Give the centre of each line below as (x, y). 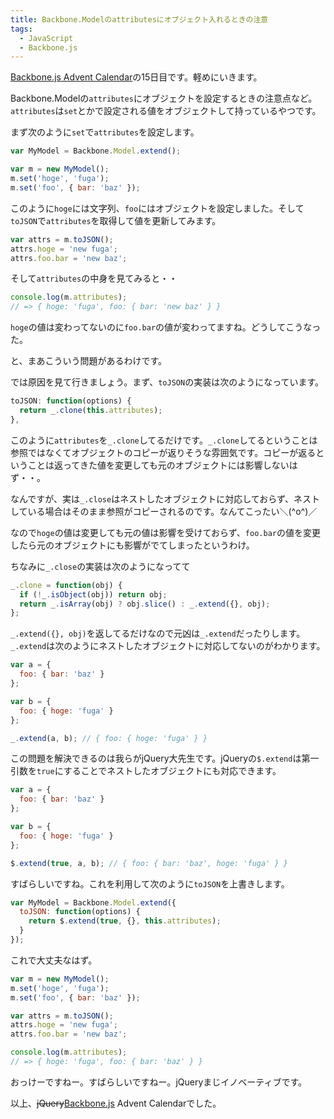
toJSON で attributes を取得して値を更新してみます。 (116, 220)
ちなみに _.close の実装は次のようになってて (100, 566)
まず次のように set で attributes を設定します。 (105, 132)
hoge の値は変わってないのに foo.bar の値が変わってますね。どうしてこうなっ (166, 327)
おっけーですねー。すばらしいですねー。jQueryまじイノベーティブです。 (159, 1082)
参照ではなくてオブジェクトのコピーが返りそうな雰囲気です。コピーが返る (163, 452)
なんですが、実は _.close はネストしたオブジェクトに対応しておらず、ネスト (165, 498)
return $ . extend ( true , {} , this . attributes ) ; (125, 921)
